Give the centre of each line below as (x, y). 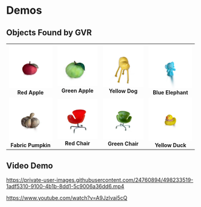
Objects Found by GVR (49, 33)
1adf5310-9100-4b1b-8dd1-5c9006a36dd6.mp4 (65, 186)
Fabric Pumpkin (31, 145)
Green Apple (77, 91)
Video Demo (30, 165)
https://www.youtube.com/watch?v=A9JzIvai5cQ (67, 197)
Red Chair (77, 144)
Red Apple (30, 92)
